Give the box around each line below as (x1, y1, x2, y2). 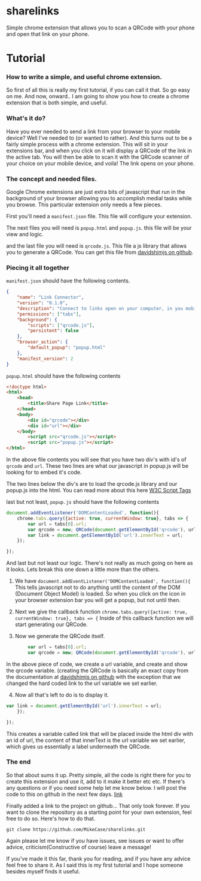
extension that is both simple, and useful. (6, 99, 108, 106)
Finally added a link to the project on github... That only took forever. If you (6, 802, 190, 809)
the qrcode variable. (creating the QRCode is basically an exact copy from (6, 667, 188, 674)
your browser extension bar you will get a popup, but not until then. (14, 597, 181, 604)
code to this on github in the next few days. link (6, 790, 123, 798)
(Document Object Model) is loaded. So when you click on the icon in (14, 590, 186, 597)
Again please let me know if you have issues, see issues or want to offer (6, 837, 184, 844)
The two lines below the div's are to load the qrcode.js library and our (6, 480, 178, 488)
